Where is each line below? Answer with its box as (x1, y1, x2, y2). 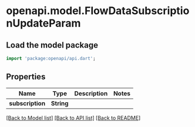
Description (74, 89, 108, 98)
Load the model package (6, 40, 99, 50)
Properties (6, 72, 46, 82)
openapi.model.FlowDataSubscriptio (6, 4, 190, 18)
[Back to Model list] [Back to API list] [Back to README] (6, 114, 141, 121)
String (51, 99, 69, 107)
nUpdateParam (6, 16, 81, 30)
